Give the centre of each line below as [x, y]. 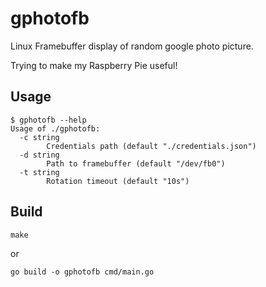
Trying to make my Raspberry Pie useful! [94, 65]
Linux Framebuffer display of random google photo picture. [132, 46]
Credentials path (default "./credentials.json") [151, 146]
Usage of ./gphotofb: [55, 128]
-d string [39, 155]
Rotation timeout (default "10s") [118, 181]
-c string [39, 137]
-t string [39, 172]
